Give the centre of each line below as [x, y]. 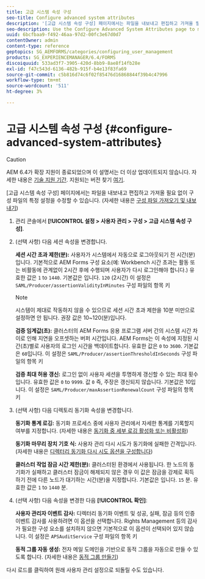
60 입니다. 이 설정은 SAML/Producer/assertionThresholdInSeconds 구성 [106, 353]
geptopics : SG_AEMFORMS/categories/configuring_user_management [90, 52]
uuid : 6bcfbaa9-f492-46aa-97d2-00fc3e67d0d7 [64, 35]
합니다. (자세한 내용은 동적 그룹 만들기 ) [73, 556]
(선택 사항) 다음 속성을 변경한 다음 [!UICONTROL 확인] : [81, 500]
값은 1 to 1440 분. [47, 487]
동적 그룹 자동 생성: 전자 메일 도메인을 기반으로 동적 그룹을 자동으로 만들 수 [103, 549]
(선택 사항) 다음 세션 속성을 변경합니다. [61, 242]
